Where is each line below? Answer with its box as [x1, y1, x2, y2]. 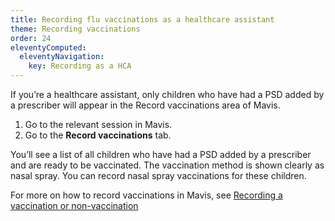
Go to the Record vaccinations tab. [24, 129, 172, 141]
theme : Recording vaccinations [10, 24, 141, 34]
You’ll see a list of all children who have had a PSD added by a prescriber [10, 149, 312, 160]
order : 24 [10, 33, 52, 43]
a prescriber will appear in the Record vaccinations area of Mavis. [10, 99, 281, 111]
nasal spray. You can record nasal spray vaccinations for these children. [10, 170, 307, 181]
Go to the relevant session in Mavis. [24, 119, 173, 130]
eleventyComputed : [10, 42, 87, 53]
